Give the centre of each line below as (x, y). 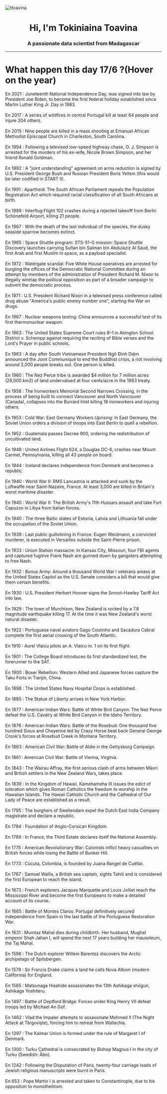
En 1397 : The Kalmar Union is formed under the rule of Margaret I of (75, 1034)
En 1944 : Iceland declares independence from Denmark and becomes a (79, 466)
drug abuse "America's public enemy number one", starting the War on (78, 301)
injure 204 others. (23, 120)
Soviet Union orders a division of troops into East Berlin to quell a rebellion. (82, 423)
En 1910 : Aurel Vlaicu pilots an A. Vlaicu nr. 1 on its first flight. (68, 646)
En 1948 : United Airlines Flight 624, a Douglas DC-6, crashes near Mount (80, 450)
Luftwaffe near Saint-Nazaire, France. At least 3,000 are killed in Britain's (80, 487)
